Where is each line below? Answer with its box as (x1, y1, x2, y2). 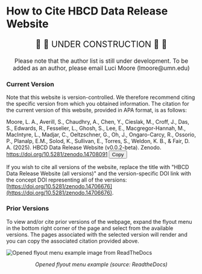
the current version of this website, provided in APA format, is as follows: (6, 107, 187, 114)
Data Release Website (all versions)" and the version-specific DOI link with (6, 170, 192, 177)
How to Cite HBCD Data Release (6, 4, 168, 18)
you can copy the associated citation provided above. (6, 237, 140, 244)
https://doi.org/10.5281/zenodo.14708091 (6, 151, 108, 158)
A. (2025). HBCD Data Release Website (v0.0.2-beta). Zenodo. (6, 144, 162, 151)
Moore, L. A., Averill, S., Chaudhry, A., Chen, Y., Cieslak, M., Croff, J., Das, (6, 118, 190, 126)
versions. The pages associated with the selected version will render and (6, 231, 188, 238)
